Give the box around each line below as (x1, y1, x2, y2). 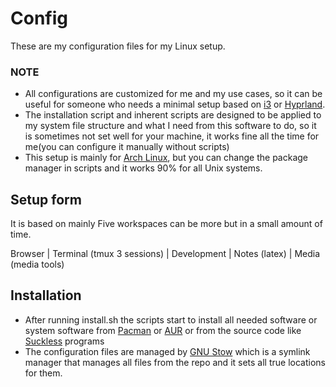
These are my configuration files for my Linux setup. (10, 40, 226, 52)
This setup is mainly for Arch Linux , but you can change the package (24, 152, 308, 164)
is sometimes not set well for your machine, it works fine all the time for (24, 130, 320, 142)
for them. (24, 367, 63, 379)
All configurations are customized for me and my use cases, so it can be (24, 88, 323, 100)
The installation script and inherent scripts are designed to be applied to (24, 109, 322, 121)
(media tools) (10, 258, 65, 271)
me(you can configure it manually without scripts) (24, 141, 230, 153)
